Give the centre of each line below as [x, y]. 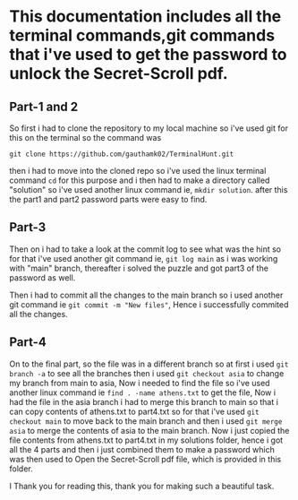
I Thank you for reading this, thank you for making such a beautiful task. [142, 486]
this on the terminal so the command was [85, 138]
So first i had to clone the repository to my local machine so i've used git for [149, 128]
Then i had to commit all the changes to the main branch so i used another [146, 295]
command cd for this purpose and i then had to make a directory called [140, 180]
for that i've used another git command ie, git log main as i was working [144, 258]
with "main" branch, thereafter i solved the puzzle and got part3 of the [139, 268]
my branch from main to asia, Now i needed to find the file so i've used [140, 383]
